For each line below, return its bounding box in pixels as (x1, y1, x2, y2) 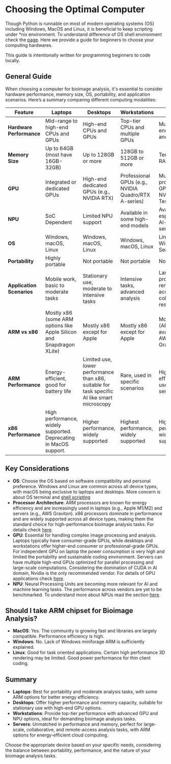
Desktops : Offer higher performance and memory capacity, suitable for (12, 700, 163, 706)
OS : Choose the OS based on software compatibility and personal (12, 478, 151, 484)
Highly (45, 254, 61, 261)
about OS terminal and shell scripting (12, 494, 91, 500)
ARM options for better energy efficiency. (12, 694, 100, 700)
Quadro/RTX (120, 191, 150, 198)
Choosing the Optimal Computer (5, 4, 145, 15)
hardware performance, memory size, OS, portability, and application (5, 91, 150, 97)
